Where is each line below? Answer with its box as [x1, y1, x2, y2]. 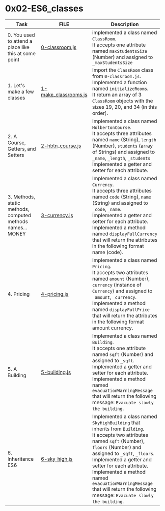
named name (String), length [92, 136, 156, 143]
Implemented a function [92, 79, 147, 86]
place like [7, 44, 29, 51]
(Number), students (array [92, 142, 153, 149]
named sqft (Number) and [92, 351, 154, 357]
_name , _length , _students [92, 155, 151, 161]
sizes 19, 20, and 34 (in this [92, 103, 157, 110]
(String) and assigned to [92, 199, 148, 206]
